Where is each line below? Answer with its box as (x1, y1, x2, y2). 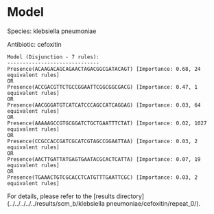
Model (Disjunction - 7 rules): (7, 53, 99, 61)
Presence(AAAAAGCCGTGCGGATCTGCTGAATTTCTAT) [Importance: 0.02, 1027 (7, 120, 207, 127)
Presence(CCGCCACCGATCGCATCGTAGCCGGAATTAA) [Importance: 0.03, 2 (7, 138, 198, 145)
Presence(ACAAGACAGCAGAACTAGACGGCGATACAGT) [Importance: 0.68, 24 (7, 65, 201, 72)
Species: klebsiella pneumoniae (7, 27, 97, 35)
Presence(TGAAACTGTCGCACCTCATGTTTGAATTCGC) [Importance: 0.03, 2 (7, 173, 198, 181)
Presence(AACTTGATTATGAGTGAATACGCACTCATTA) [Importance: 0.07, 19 (7, 156, 201, 162)
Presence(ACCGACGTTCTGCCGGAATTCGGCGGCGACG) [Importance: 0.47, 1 (7, 83, 198, 90)
